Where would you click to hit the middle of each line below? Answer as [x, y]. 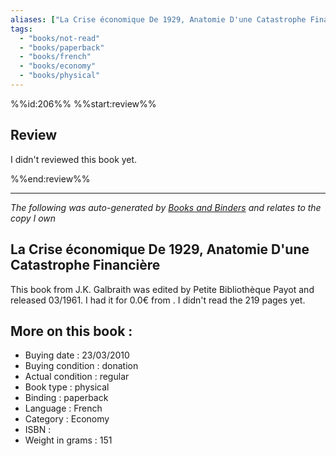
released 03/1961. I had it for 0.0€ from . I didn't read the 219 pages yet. [158, 300]
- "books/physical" [60, 76]
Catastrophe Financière [85, 265]
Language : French [63, 408]
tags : [21, 29]
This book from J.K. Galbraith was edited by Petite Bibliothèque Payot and [162, 289]
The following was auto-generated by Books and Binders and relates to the [166, 207]
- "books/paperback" [62, 47]
